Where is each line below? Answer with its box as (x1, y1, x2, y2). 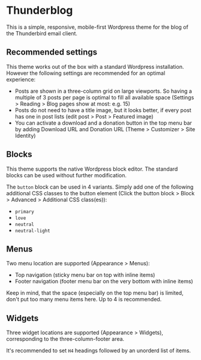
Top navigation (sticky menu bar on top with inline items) (14, 271, 155, 279)
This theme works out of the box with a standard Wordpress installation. (6, 63, 184, 70)
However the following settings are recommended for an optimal (6, 69, 166, 77)
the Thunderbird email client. (6, 29, 78, 37)
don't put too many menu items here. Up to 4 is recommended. (6, 296, 162, 303)
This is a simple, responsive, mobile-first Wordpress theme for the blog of (6, 23, 189, 31)
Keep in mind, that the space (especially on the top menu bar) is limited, (6, 289, 184, 297)
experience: (6, 75, 36, 83)
